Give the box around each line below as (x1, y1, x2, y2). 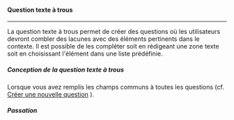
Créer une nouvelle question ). (7, 90, 95, 98)
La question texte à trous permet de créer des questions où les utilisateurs (7, 28, 221, 36)
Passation (7, 106, 38, 114)
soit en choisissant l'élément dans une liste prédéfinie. (7, 49, 163, 58)
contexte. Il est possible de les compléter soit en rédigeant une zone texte (7, 42, 219, 51)
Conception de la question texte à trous (7, 65, 124, 74)
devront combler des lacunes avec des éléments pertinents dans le (7, 35, 200, 43)
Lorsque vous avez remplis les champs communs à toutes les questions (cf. (7, 83, 224, 92)
